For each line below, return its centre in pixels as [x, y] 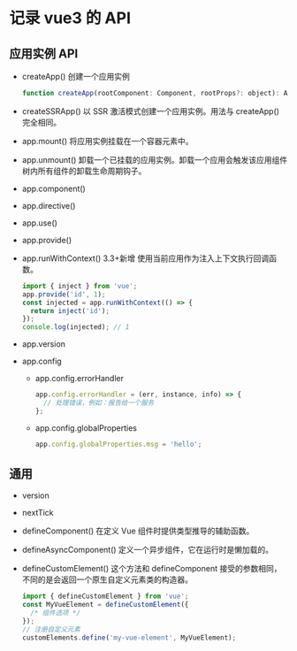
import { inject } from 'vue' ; [80, 286]
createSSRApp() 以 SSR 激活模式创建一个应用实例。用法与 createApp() [151, 111]
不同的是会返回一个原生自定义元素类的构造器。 [107, 579]
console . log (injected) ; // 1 [76, 327]
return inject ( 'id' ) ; [70, 310]
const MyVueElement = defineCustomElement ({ [105, 605]
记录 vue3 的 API [70, 18]
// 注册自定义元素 [51, 629]
